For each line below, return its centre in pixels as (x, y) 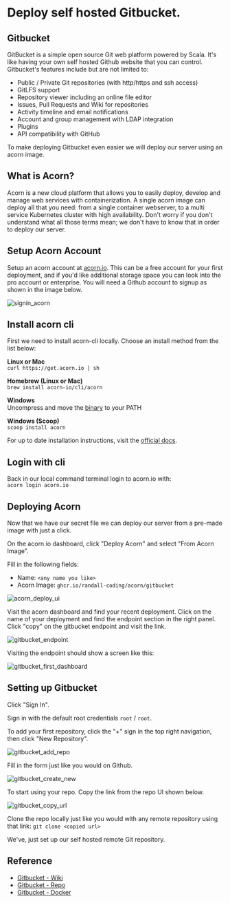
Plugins (28, 126)
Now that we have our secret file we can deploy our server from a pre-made (115, 523)
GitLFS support (38, 90)
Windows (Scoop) (33, 421)
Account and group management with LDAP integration (95, 119)
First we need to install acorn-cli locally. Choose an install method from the (113, 341)
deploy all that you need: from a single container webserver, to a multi (106, 207)
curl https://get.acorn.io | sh (53, 369)
